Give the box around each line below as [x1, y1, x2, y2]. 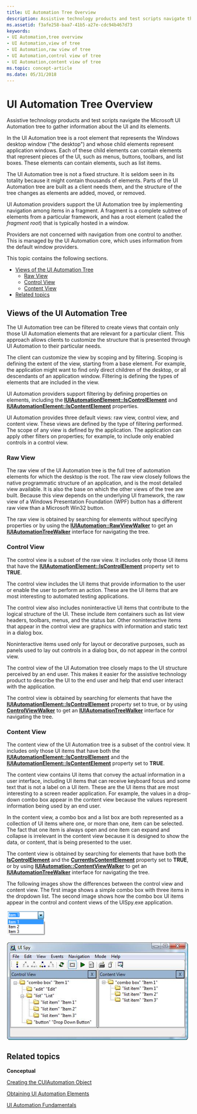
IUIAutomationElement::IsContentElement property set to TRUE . [6, 760, 165, 767]
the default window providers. [6, 244, 79, 251]
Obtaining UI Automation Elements [6, 1090, 89, 1097]
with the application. [6, 683, 56, 690]
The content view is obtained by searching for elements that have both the [6, 850, 186, 857]
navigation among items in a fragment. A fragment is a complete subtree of [6, 207, 188, 214]
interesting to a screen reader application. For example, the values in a [6, 790, 176, 797]
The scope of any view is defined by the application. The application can [6, 426, 182, 434]
